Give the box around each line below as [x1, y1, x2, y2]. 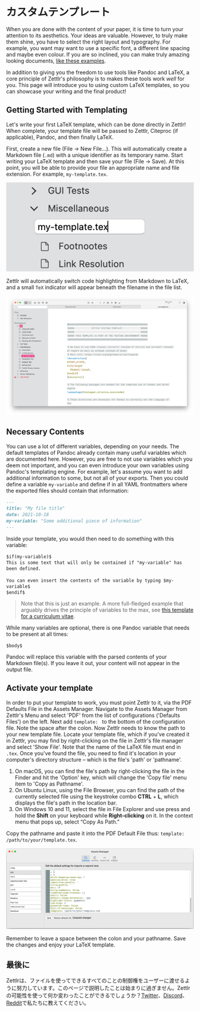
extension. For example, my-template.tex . [6, 170, 108, 178]
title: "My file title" [6, 505, 65, 511]
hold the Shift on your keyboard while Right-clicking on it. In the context [14, 812, 193, 819]
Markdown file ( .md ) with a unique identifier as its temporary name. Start [6, 151, 183, 159]
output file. [6, 666, 33, 673]
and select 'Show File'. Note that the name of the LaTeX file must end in [6, 743, 182, 750]
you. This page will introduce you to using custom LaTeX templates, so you [6, 81, 189, 88]
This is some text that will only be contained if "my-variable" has [6, 560, 183, 566]
